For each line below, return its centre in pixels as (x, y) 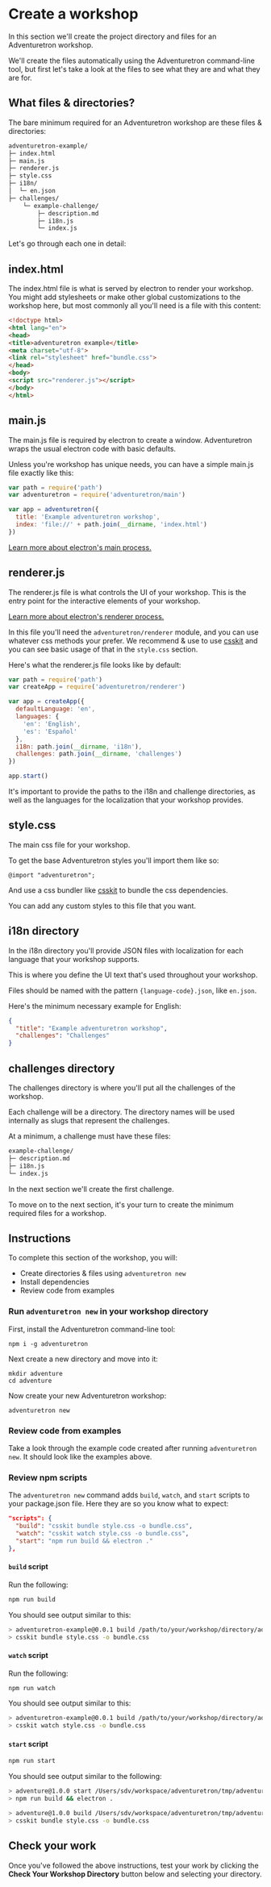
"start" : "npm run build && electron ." (84, 1541)
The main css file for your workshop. (69, 844)
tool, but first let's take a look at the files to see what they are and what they (134, 69)
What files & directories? (72, 103)
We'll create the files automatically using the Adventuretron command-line (132, 60)
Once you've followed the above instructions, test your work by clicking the (134, 1865)
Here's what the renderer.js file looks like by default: (95, 664)
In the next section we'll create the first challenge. (92, 1189)
